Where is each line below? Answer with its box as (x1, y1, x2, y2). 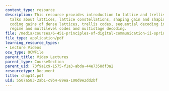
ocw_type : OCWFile (5, 50, 44, 55)
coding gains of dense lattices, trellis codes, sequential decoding (10, 21, 158, 27)
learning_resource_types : (5, 40, 59, 45)
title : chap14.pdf (5, 73, 44, 78)
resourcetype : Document (5, 69, 55, 74)
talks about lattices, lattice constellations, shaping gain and (10, 17, 150, 22)
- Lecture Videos (5, 45, 42, 50)
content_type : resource (5, 7, 55, 13)
